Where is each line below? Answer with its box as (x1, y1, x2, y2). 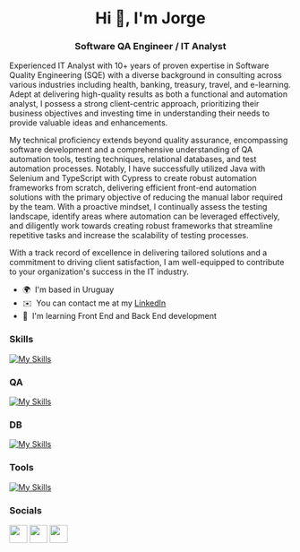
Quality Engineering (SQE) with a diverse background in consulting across (9, 70, 282, 81)
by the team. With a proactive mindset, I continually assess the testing (9, 202, 268, 212)
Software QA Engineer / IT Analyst (74, 40, 227, 53)
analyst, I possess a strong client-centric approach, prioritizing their (9, 99, 260, 109)
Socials (9, 504, 42, 516)
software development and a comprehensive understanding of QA (9, 144, 253, 155)
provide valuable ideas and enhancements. (9, 117, 168, 128)
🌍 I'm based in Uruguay (21, 284, 115, 295)
